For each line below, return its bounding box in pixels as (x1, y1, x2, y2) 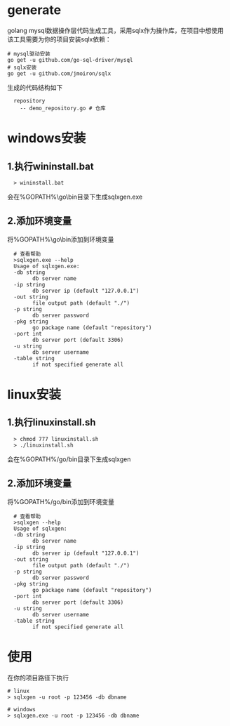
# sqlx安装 (7, 64, 37, 71)
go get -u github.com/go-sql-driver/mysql (7, 56, 133, 63)
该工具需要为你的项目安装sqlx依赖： (7, 34, 111, 44)
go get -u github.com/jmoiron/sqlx (7, 70, 111, 77)
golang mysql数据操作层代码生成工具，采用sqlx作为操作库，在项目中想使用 (7, 26, 224, 34)
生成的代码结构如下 (7, 83, 63, 91)
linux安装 (7, 386, 62, 402)
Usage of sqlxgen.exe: (13, 263, 80, 270)
